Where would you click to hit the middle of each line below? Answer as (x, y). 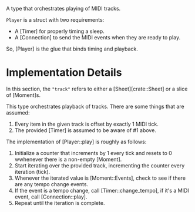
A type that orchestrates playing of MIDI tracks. (63, 9)
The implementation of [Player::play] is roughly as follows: (76, 142)
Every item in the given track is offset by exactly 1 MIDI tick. (86, 124)
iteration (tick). (32, 171)
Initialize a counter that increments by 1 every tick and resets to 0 (93, 153)
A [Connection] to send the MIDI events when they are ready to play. (97, 37)
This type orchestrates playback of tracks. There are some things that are (95, 106)
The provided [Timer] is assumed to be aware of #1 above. (85, 130)
